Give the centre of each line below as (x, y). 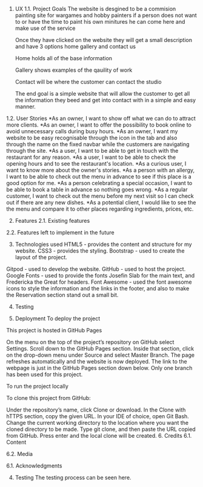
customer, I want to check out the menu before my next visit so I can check (100, 196)
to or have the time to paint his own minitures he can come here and (100, 22)
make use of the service (45, 28)
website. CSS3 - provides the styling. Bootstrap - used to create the (100, 251)
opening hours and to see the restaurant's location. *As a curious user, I (96, 163)
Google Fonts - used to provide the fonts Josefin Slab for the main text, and (101, 275)
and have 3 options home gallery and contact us (75, 46)
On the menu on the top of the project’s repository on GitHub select (90, 342)
